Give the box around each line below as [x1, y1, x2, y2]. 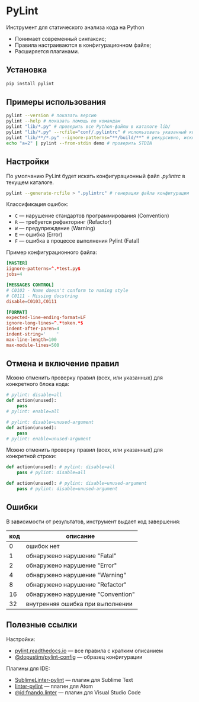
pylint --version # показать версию [6, 112, 97, 119]
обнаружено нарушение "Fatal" [25, 552, 117, 560]
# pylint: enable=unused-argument [6, 436, 92, 442]
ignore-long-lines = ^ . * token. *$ [6, 320, 84, 326]
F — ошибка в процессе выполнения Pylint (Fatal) [14, 237, 140, 244]
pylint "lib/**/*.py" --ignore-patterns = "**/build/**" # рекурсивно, [6, 134, 182, 140]
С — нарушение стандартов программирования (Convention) [14, 212, 170, 220]
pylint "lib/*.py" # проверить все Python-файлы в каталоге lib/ [6, 124, 171, 130]
